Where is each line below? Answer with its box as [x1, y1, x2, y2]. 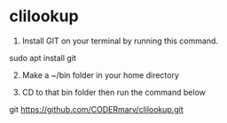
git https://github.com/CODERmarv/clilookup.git [9, 104, 184, 114]
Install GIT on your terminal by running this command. [21, 35, 219, 46]
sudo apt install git [9, 52, 77, 63]
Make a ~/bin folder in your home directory [21, 69, 180, 81]
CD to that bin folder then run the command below [21, 87, 206, 97]
